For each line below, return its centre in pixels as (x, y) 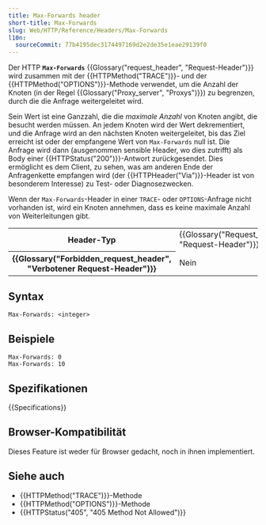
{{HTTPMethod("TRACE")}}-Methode (81, 495)
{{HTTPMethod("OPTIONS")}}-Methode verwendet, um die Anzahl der (123, 85)
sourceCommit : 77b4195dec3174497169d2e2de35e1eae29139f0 (111, 45)
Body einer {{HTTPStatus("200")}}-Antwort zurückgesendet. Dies (116, 158)
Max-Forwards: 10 (37, 364)
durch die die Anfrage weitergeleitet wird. (76, 101)
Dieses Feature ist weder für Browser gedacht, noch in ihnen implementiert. (131, 451)
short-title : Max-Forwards (53, 23)
